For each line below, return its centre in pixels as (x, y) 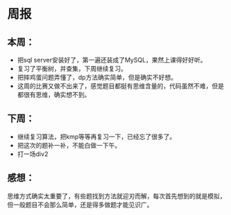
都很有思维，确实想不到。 (54, 95)
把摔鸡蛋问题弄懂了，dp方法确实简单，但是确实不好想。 (97, 77)
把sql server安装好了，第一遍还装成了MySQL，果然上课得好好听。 (112, 60)
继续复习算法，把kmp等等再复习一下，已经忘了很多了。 (96, 137)
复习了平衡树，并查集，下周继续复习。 (72, 69)
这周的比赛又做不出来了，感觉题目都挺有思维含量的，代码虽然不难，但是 (120, 86)
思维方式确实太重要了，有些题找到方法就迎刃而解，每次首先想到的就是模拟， (117, 196)
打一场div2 (33, 154)
